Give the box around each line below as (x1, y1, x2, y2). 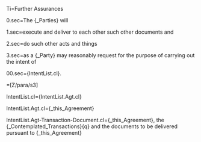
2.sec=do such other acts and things (6, 40, 97, 47)
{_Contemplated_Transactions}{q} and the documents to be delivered (6, 123, 178, 130)
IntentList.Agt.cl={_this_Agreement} (6, 105, 94, 112)
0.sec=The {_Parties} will (6, 17, 69, 23)
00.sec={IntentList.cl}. (6, 70, 62, 77)
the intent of (6, 58, 37, 65)
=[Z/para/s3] (6, 81, 39, 88)
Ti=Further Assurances (6, 5, 64, 12)
